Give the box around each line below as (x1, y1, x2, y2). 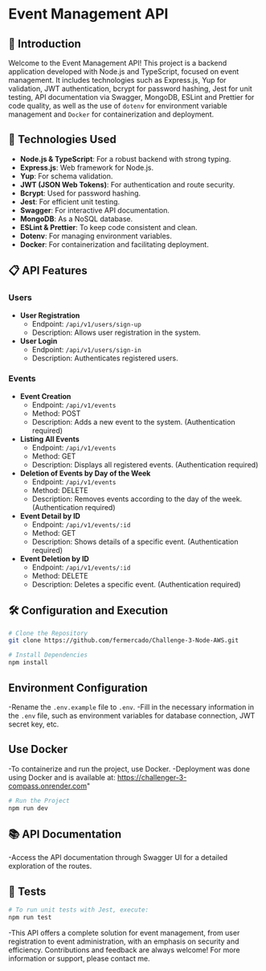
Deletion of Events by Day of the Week (19, 468, 151, 478)
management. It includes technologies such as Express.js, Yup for (8, 76, 227, 84)
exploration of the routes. (8, 862, 92, 871)
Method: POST (31, 408, 81, 418)
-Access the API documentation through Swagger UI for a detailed (8, 853, 228, 862)
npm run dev (8, 804, 48, 813)
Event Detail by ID (19, 511, 80, 520)
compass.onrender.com (8, 781, 87, 791)
